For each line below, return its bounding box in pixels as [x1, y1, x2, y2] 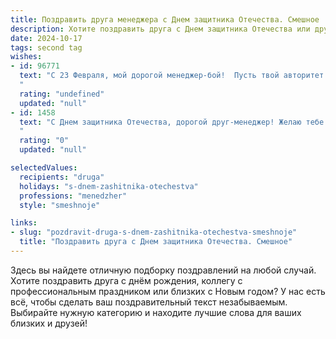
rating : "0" [19, 136, 70, 146]
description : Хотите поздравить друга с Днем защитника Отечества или [10, 24, 311, 34]
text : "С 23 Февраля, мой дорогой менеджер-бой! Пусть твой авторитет [19, 71, 325, 81]
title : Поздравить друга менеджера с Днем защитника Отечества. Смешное [10, 14, 320, 25]
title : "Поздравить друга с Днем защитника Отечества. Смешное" [19, 237, 293, 247]
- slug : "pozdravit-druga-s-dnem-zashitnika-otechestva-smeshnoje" [10, 227, 298, 238]
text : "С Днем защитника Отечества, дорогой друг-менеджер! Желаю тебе [19, 117, 325, 127]
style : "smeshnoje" [19, 200, 101, 210]
